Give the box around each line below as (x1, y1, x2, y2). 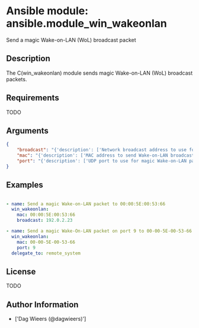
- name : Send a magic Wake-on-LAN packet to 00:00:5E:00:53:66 (6, 200, 166, 207)
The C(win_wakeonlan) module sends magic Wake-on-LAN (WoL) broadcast (6, 69, 193, 77)
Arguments (6, 126, 49, 136)
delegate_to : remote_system (11, 250, 81, 256)
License (6, 266, 36, 276)
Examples (6, 180, 43, 190)
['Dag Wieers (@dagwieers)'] (14, 316, 86, 323)
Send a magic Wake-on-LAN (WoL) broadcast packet (6, 36, 136, 43)
